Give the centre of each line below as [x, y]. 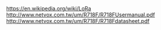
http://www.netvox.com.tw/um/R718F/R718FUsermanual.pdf [80, 15]
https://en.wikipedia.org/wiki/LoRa [49, 9]
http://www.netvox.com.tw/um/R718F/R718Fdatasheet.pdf [78, 21]
